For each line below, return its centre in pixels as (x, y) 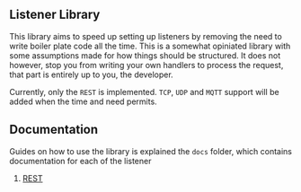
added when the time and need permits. (83, 101)
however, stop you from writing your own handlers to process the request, (146, 65)
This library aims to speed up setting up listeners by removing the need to (146, 36)
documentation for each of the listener (80, 161)
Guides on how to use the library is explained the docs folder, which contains (151, 151)
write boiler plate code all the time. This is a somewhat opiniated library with (150, 46)
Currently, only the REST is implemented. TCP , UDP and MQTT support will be (145, 92)
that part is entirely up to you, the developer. (91, 74)
